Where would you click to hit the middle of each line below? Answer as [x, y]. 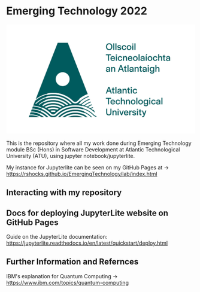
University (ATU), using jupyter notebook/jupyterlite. [71, 156]
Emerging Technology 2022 [77, 11]
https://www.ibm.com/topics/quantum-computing [67, 282]
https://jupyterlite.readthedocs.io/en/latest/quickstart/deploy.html [87, 243]
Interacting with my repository [64, 193]
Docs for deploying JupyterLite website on [87, 213]
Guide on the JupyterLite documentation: [57, 237]
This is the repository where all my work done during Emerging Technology [99, 143]
